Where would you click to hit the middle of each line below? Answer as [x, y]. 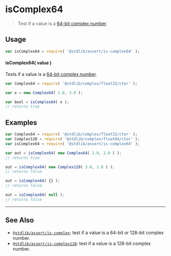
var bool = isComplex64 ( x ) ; [37, 102]
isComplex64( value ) [28, 63]
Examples [21, 123]
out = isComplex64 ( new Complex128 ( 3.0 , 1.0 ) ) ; [60, 167]
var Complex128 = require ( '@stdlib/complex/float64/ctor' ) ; [73, 139]
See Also [20, 220]
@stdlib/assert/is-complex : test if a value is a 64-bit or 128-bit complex [88, 233]
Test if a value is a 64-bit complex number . [63, 23]
